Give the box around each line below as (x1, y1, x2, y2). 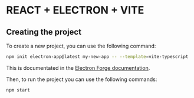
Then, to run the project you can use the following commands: (6, 76, 157, 83)
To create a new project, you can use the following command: (6, 42, 156, 49)
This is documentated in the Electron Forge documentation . (6, 64, 150, 71)
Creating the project (6, 27, 81, 37)
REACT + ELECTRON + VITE (6, 4, 144, 17)
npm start (6, 87, 31, 93)
